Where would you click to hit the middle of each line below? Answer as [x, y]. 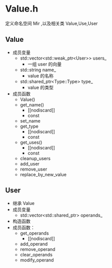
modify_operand [37, 260]
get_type [29, 126]
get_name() [32, 104]
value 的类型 [41, 87]
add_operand [34, 244]
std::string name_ [38, 70]
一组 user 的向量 [45, 64]
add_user [30, 164]
